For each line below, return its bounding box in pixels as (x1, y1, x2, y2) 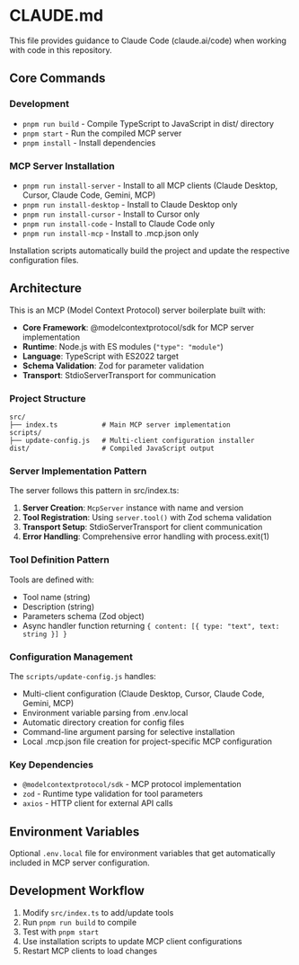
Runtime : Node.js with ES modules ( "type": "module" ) (22, 341, 224, 351)
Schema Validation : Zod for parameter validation (22, 360, 205, 371)
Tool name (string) (22, 591, 92, 602)
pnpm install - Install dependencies (22, 137, 156, 148)
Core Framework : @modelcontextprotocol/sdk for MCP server (22, 322, 254, 332)
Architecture (9, 280, 83, 297)
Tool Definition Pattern (9, 553, 110, 566)
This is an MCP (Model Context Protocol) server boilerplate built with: (9, 305, 267, 315)
